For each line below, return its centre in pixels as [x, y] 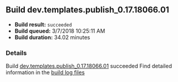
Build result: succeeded [43, 24]
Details [16, 52]
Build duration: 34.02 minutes [52, 37]
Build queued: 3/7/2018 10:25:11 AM [60, 31]
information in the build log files [45, 72]
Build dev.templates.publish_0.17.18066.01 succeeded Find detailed [89, 66]
